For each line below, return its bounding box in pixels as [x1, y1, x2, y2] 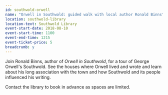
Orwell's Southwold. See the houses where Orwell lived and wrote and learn [5, 63, 162, 69]
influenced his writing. [5, 74, 51, 80]
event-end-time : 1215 [5, 35, 50, 40]
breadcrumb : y [5, 44, 35, 49]
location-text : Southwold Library [5, 21, 77, 26]
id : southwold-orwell [5, 7, 50, 12]
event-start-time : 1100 [5, 30, 55, 35]
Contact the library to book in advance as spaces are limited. [5, 83, 130, 90]
